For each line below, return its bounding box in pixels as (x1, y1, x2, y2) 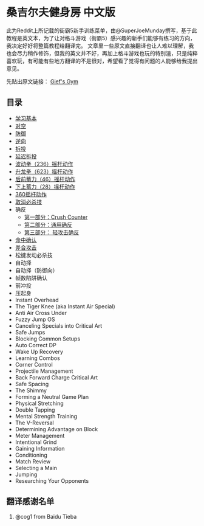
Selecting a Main (15, 464, 58, 471)
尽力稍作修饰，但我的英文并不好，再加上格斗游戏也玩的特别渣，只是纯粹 (16, 49, 198, 57)
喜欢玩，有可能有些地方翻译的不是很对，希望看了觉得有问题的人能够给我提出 (6, 57, 198, 64)
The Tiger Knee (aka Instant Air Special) (15, 302, 115, 310)
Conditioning (15, 451, 47, 459)
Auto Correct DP (15, 341, 56, 348)
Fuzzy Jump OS (15, 316, 55, 323)
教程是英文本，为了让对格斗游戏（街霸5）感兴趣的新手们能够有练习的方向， (6, 34, 196, 41)
